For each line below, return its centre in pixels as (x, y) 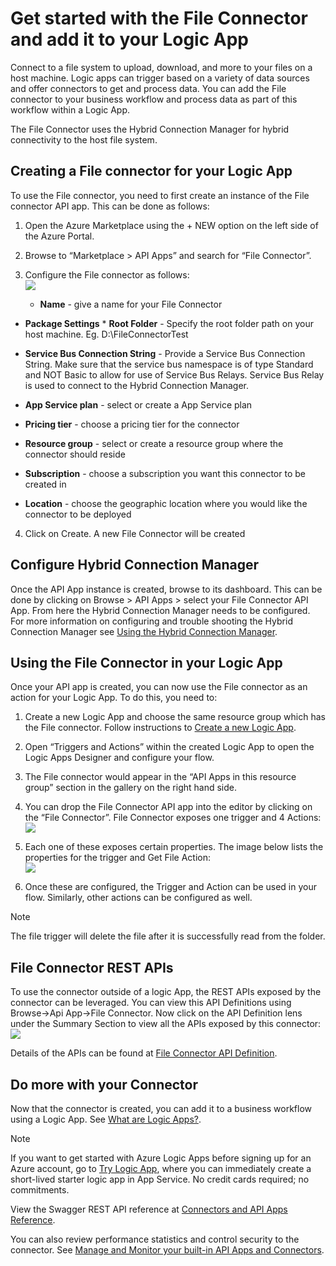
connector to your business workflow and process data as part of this (154, 99)
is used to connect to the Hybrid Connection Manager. (136, 385)
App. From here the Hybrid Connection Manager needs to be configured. (160, 610)
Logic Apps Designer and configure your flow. (119, 758)
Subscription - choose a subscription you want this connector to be (165, 473)
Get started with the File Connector (159, 18)
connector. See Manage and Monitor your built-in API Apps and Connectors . (167, 1250)
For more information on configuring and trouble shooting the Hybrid (151, 621)
